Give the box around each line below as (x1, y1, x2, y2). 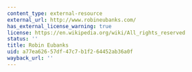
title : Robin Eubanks (7, 42, 69, 49)
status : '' (7, 36, 38, 43)
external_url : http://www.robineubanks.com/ (7, 16, 136, 23)
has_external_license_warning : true (7, 23, 112, 29)
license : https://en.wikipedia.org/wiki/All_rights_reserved (7, 29, 186, 36)
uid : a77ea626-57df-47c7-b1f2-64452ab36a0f (7, 49, 134, 56)
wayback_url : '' (7, 55, 53, 62)
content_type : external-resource (7, 10, 103, 17)
